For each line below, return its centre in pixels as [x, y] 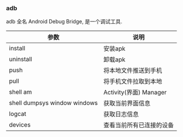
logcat [18, 114]
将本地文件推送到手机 [133, 71]
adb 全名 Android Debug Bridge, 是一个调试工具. [64, 22]
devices [20, 125]
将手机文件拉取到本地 [133, 82]
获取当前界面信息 [127, 103]
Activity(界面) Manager [135, 93]
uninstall [20, 59]
